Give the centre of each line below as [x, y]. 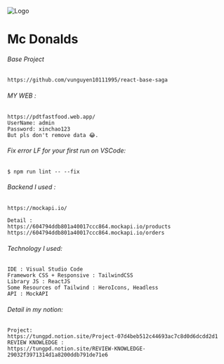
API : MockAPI [28, 294]
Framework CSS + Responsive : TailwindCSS [70, 275]
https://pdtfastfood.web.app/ [52, 117]
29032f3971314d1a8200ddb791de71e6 [58, 355]
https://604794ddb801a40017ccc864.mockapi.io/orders [86, 233]
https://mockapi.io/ [38, 208]
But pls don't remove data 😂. [53, 135]
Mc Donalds [43, 39]
